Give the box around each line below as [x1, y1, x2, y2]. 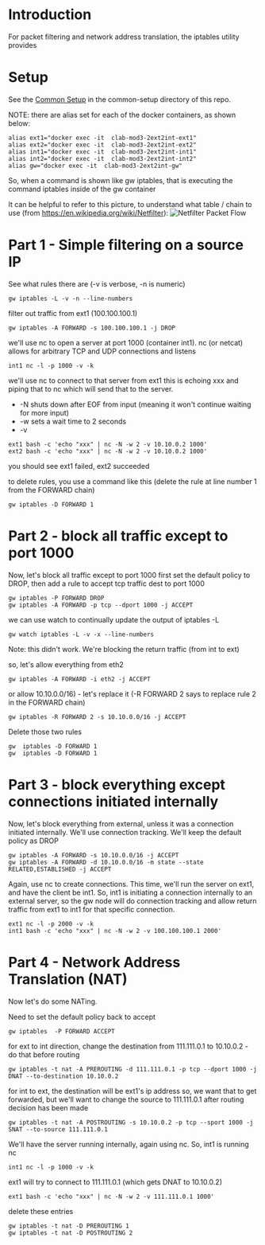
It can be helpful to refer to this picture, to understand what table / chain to [8, 199, 252, 209]
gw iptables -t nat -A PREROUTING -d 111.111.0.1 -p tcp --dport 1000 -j [8, 1065, 258, 1073]
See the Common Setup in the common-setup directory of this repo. [8, 94, 232, 104]
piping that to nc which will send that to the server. [8, 384, 174, 393]
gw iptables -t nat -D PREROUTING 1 [8, 1222, 129, 1230]
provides [8, 40, 37, 49]
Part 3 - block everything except [8, 775, 226, 794]
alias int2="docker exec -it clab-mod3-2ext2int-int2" [8, 154, 197, 162]
